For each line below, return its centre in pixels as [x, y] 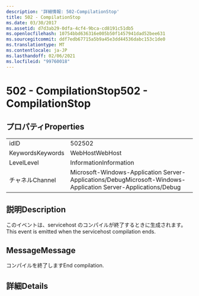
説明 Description [36, 210]
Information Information [102, 162]
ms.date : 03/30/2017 [32, 23]
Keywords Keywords [37, 153]
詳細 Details [27, 286]
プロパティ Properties [45, 127]
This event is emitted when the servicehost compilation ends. [81, 232]
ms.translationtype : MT [36, 45]
